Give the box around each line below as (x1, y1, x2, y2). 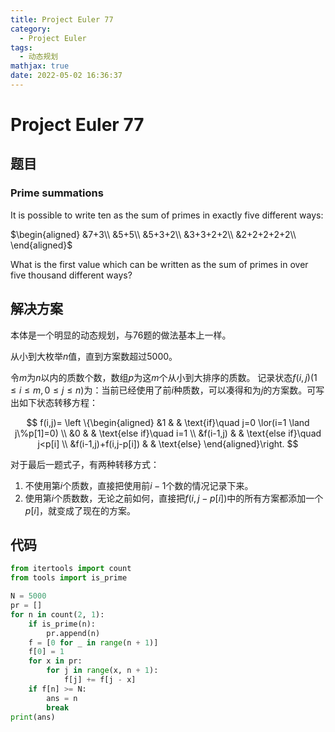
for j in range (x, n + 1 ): (46, 666, 159, 676)
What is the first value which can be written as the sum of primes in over (10, 258, 309, 270)
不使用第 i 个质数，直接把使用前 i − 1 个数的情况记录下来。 (24, 479, 254, 491)
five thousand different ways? (10, 269, 133, 281)
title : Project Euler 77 (10, 14, 114, 25)
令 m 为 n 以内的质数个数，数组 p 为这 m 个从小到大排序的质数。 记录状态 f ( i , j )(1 (10, 371, 318, 383)
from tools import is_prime (10, 573, 128, 583)
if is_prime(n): (28, 619, 97, 629)
